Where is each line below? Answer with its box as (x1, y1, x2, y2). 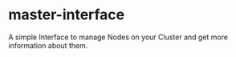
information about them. (8, 40, 88, 50)
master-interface (8, 6, 125, 24)
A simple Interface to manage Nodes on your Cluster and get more (8, 32, 229, 42)
